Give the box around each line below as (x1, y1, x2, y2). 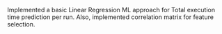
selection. (7, 20, 35, 28)
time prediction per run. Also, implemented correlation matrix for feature (7, 13, 214, 21)
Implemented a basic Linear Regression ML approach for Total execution (7, 6, 216, 14)
